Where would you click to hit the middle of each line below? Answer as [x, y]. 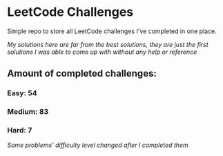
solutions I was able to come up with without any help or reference [102, 52]
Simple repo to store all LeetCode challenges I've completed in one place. [112, 31]
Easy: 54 [22, 93]
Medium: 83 [28, 112]
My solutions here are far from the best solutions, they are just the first [108, 44]
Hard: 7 [20, 130]
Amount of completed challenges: [82, 74]
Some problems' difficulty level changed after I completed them [98, 145]
